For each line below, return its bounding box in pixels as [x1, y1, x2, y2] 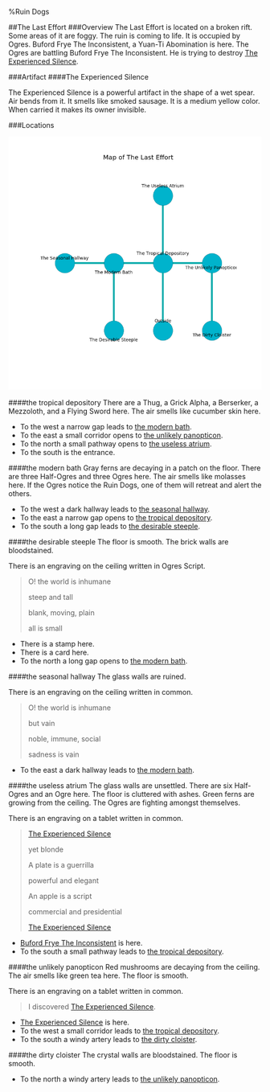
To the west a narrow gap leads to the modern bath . [19, 422, 193, 431]
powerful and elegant [27, 876, 99, 885]
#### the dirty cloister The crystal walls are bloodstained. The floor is [8, 1050, 238, 1060]
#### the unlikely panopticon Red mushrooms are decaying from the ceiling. [8, 963, 260, 971]
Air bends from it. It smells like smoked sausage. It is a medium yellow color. [8, 96, 260, 105]
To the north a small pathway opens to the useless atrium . [19, 439, 212, 449]
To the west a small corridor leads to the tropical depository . [19, 1026, 219, 1036]
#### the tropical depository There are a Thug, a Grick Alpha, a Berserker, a [8, 398, 259, 407]
